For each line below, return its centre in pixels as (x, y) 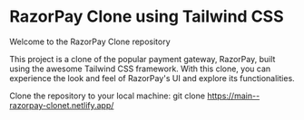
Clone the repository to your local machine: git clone (108, 96)
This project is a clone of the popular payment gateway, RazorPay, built (142, 59)
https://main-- (234, 96)
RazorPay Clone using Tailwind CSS (147, 17)
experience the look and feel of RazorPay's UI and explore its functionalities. (152, 78)
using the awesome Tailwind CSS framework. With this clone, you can (140, 69)
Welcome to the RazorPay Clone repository (90, 42)
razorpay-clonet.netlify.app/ (62, 105)
